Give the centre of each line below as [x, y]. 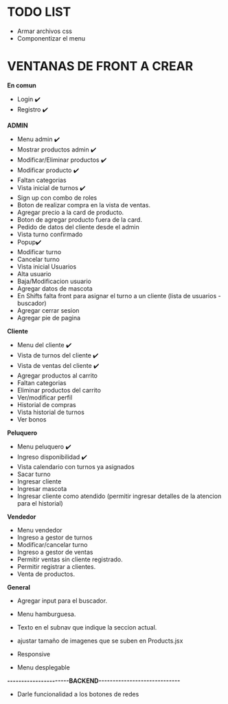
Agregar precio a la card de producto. [70, 212]
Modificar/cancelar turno [52, 544]
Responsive [33, 654]
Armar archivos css [44, 31]
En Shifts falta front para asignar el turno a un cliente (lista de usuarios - [119, 296]
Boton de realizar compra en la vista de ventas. [84, 205]
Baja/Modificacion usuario [54, 281]
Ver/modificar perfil [45, 397]
